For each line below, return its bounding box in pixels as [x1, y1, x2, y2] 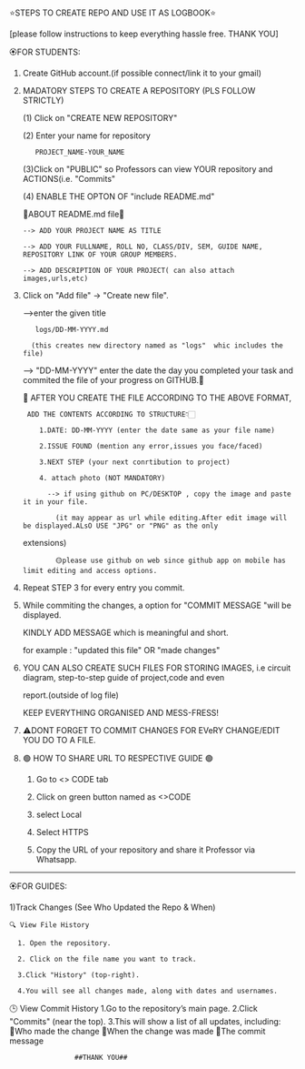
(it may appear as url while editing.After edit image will [55, 513, 288, 522]
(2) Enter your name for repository [22, 130, 152, 141]
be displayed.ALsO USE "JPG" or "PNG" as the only [22, 521, 219, 530]
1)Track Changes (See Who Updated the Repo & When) [9, 902, 216, 913]
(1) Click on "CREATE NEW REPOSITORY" [22, 113, 178, 123]
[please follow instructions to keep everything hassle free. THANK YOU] [9, 28, 279, 39]
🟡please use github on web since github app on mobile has [55, 556, 286, 565]
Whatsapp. [35, 854, 77, 864]
